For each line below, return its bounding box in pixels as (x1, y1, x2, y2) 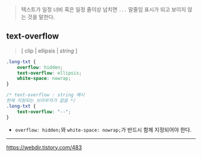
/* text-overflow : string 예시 (6, 92, 85, 98)
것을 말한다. (27, 13, 55, 20)
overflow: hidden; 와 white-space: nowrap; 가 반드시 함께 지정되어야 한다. (14, 126, 192, 133)
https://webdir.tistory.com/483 (6, 144, 82, 151)
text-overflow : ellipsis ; (17, 70, 82, 76)
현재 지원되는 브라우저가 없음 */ (6, 97, 76, 104)
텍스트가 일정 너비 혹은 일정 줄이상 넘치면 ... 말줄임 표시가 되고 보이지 (20, 6, 186, 13)
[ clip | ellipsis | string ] (20, 47, 78, 54)
